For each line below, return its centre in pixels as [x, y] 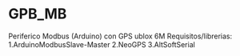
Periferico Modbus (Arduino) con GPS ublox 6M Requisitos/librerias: [120, 36]
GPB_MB [38, 14]
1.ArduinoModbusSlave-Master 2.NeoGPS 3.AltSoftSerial [102, 44]
